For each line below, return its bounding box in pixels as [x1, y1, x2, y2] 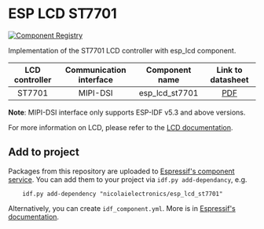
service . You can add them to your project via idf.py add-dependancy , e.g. [8, 174, 247, 184]
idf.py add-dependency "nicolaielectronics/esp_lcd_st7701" [22, 190, 223, 198]
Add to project [8, 146, 80, 159]
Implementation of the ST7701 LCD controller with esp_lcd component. [8, 45, 236, 55]
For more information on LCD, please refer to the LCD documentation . [8, 122, 233, 132]
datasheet [210, 74, 249, 85]
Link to [216, 64, 243, 75]
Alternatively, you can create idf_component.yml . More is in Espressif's [8, 203, 236, 213]
